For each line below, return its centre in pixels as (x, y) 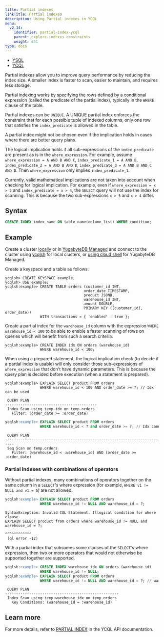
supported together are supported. (40, 558)
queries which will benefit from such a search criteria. (59, 336)
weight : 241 (26, 42)
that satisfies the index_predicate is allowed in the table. (62, 125)
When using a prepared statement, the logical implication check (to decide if (82, 359)
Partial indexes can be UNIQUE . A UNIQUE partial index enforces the (72, 115)
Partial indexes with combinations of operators (62, 469)
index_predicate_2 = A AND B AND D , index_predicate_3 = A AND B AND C (79, 165)
